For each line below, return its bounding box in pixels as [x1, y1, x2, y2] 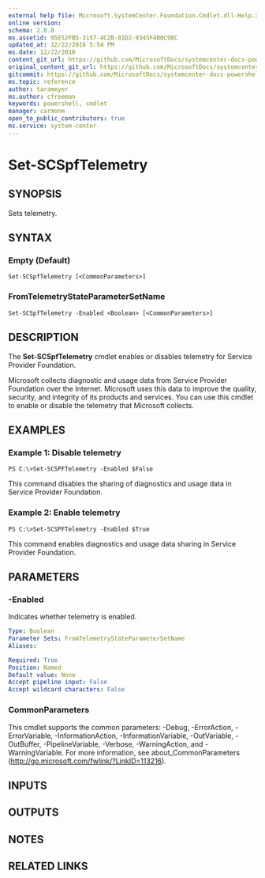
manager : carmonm [8, 108, 65, 115]
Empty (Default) [8, 255, 71, 266]
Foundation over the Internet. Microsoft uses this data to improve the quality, [8, 384, 257, 393]
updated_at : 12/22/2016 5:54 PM [8, 41, 114, 49]
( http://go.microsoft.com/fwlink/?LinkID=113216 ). [8, 756, 167, 766]
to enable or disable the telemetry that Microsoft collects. [8, 400, 195, 410]
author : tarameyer [8, 85, 69, 93]
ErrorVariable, [8, 731, 54, 740]
